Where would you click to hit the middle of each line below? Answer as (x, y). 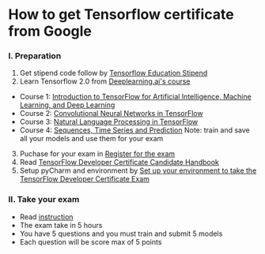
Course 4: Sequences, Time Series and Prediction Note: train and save (135, 130)
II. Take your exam (44, 200)
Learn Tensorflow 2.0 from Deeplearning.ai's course (105, 81)
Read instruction (46, 217)
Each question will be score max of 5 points (91, 241)
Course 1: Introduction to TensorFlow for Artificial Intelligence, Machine (135, 97)
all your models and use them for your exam (91, 139)
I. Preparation (35, 56)
